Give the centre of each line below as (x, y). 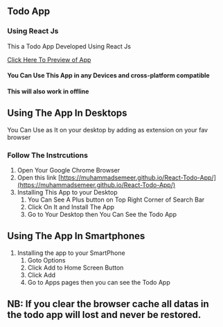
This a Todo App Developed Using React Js (69, 46)
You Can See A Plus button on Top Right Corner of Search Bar (116, 200)
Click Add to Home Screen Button (75, 267)
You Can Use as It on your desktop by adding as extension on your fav (108, 130)
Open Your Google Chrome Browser (68, 170)
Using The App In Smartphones (76, 236)
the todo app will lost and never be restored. (104, 315)
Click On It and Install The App (71, 206)
